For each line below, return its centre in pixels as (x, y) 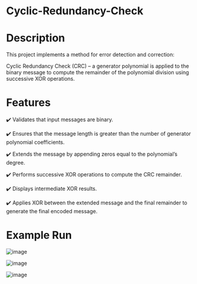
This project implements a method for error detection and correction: (90, 55)
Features (28, 103)
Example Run (39, 235)
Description (36, 38)
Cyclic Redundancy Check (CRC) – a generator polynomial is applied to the (98, 66)
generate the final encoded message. (52, 212)
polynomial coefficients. (36, 142)
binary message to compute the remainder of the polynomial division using (98, 72)
